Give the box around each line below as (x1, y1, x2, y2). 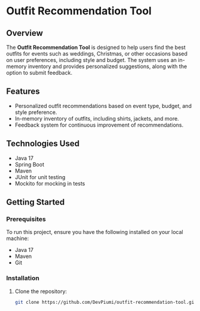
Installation (6, 274, 40, 282)
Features (6, 87, 40, 97)
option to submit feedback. (6, 69, 73, 76)
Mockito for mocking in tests (14, 180, 85, 187)
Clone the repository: (14, 288, 67, 295)
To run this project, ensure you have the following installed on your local (6, 229, 183, 236)
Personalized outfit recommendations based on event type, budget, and (14, 102, 192, 109)
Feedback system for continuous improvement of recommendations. (14, 121, 184, 128)
